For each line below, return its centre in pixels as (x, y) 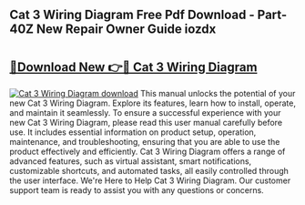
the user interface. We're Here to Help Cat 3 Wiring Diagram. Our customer (150, 180)
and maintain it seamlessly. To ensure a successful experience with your (145, 113)
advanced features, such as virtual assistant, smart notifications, (131, 161)
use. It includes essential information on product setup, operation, (133, 132)
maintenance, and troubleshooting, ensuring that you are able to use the (145, 142)
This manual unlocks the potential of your (218, 93)
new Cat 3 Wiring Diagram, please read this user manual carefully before (146, 123)
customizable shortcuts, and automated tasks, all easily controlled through (149, 171)
